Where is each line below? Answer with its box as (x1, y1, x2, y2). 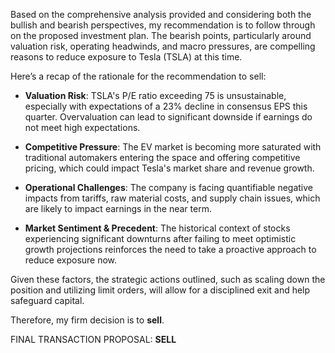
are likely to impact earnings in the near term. (24, 203, 212, 214)
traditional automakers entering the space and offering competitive (24, 152, 301, 163)
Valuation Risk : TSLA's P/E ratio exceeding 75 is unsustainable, (24, 90, 287, 101)
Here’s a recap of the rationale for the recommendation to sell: (10, 70, 267, 82)
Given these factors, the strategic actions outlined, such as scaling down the (10, 274, 326, 285)
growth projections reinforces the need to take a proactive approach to (24, 244, 317, 255)
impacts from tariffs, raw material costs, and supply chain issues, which (24, 192, 321, 204)
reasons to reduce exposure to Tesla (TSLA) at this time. (10, 51, 243, 63)
